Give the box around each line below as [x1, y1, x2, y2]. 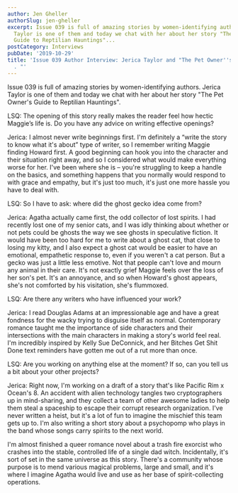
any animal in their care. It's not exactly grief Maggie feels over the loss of [7, 265, 224, 274]
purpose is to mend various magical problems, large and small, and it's [7, 462, 214, 471]
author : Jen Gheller [7, 10, 69, 18]
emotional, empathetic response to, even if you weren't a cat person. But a [7, 250, 225, 259]
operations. [7, 477, 41, 486]
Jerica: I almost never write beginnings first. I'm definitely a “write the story [7, 133, 227, 141]
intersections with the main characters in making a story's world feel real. [7, 331, 222, 339]
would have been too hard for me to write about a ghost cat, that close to [7, 236, 221, 244]
